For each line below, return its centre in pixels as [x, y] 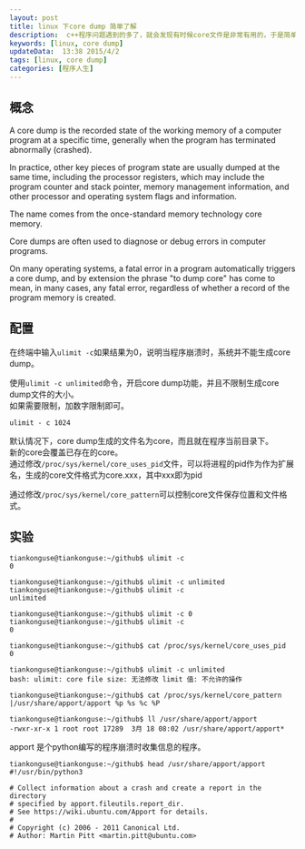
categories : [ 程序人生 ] [51, 69]
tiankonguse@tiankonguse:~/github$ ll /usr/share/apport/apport [133, 720]
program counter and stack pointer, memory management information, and [149, 187]
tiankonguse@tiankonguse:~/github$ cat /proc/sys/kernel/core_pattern [146, 696]
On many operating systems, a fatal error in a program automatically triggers [152, 268]
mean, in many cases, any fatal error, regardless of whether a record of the [150, 288]
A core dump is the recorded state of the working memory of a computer [146, 130]
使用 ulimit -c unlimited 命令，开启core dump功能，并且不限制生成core [144, 382]
